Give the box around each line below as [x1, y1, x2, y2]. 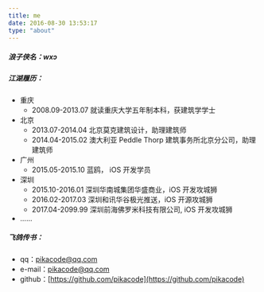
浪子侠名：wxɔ [8, 52, 58, 61]
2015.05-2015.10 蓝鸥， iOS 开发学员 [31, 165, 151, 174]
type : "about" [8, 26, 56, 34]
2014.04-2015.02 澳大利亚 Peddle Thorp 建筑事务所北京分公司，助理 [31, 134, 257, 144]
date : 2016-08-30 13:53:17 [8, 19, 98, 27]
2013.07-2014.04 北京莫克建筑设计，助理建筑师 [31, 125, 187, 134]
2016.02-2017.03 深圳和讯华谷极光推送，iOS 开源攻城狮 [31, 194, 213, 204]
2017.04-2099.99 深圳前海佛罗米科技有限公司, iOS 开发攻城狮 [31, 204, 233, 214]
